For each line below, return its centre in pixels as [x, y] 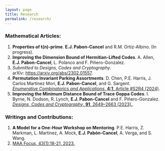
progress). [23, 52]
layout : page [18, 10]
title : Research [22, 14]
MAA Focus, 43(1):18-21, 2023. [44, 143]
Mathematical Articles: [33, 36]
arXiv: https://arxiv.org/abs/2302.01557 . [52, 73]
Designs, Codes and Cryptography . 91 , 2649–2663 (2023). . [73, 104]
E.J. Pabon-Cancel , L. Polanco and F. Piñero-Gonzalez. [69, 62]
